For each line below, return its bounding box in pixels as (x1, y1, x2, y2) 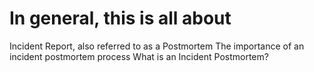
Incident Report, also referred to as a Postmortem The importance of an (9, 40, 305, 52)
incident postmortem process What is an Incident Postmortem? (9, 50, 269, 62)
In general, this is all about (9, 7, 232, 30)
